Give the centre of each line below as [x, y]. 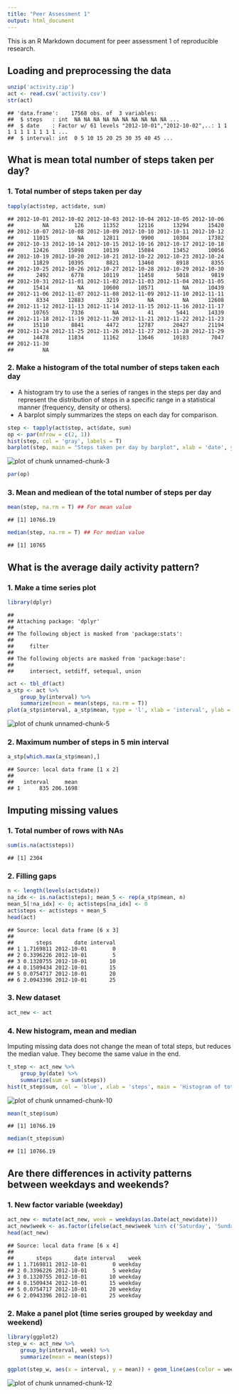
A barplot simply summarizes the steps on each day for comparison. [118, 414]
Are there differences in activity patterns [100, 1173]
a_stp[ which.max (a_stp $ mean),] [54, 757]
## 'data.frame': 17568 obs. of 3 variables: [83, 113]
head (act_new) [28, 1232]
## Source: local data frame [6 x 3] [63, 930]
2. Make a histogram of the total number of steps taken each [113, 367]
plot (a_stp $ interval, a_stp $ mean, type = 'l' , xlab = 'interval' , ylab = [119, 710]
